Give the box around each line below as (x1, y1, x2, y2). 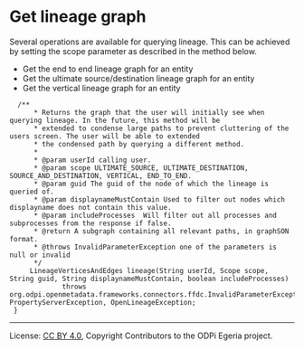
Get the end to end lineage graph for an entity (22, 63, 194, 74)
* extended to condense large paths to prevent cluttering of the (33, 124, 290, 133)
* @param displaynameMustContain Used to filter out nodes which (33, 194, 285, 204)
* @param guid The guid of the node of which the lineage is (33, 179, 270, 188)
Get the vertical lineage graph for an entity (22, 82, 181, 93)
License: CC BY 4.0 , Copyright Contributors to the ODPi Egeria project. (9, 330, 273, 341)
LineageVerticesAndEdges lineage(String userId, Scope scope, (29, 266, 270, 275)
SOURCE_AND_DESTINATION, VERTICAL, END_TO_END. (9, 171, 193, 180)
